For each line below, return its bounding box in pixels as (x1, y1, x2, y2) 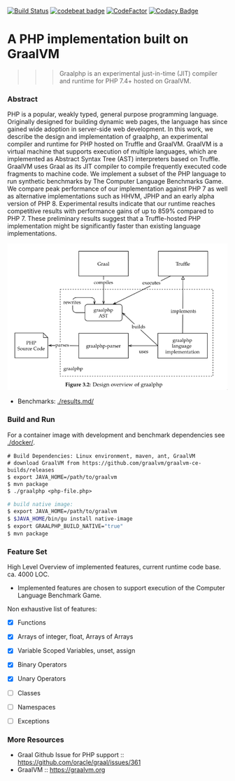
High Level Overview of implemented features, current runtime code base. (7, 563, 222, 571)
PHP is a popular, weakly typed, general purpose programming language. (7, 110, 219, 118)
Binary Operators (17, 660, 67, 669)
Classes (17, 688, 41, 697)
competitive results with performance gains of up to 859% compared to (7, 207, 214, 215)
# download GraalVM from (7, 459, 80, 466)
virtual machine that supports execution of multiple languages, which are (7, 147, 218, 156)
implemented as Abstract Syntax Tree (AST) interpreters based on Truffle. (7, 155, 220, 163)
